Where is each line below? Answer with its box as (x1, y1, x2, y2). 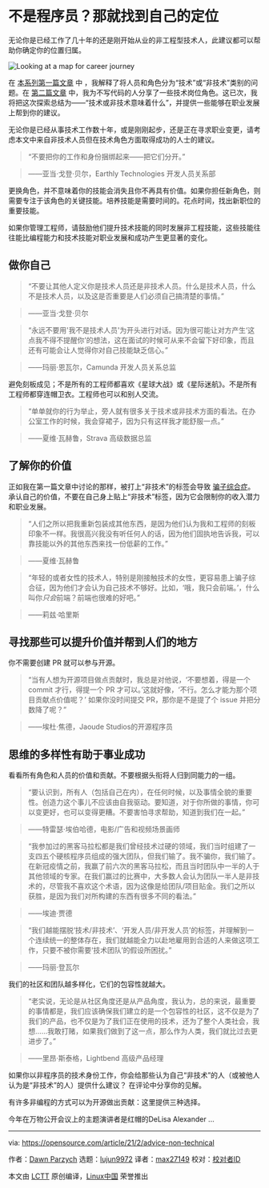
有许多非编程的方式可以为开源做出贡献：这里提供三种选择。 (8, 1098, 205, 1107)
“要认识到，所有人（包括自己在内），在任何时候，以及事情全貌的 (27, 787, 239, 797)
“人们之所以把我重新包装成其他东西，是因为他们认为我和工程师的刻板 (27, 518, 256, 528)
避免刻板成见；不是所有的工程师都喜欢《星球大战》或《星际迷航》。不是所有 (8, 379, 258, 389)
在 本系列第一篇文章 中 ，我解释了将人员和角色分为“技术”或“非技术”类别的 (8, 78, 251, 87)
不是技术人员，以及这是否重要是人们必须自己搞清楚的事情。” (27, 291, 224, 301)
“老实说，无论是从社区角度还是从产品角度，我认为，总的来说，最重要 (27, 997, 256, 1006)
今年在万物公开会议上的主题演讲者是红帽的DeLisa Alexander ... (8, 1114, 215, 1124)
